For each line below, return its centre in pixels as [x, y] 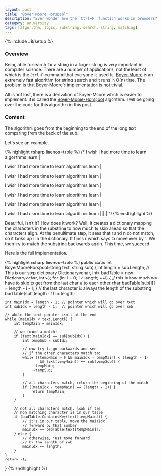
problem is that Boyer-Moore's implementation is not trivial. [64, 85]
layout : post [18, 9]
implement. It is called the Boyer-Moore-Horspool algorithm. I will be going [80, 99]
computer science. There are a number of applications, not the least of [76, 70]
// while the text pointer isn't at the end [51, 315]
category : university [27, 23]
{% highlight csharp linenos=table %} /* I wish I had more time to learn [76, 152]
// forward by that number [50, 425]
